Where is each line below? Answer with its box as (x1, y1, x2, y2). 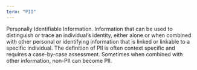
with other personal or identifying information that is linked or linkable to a (6, 38, 190, 45)
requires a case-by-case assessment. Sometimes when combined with (6, 50, 183, 57)
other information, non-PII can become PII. (6, 57, 112, 64)
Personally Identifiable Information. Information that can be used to (6, 25, 173, 32)
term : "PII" (6, 8, 36, 15)
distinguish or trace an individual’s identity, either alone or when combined (6, 31, 192, 39)
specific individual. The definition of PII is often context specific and (6, 44, 175, 51)
